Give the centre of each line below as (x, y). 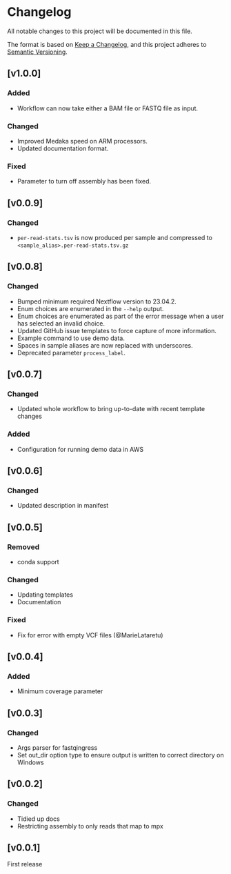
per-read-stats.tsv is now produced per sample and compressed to (114, 237)
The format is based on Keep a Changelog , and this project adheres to (107, 44)
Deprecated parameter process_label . (71, 352)
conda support (38, 562)
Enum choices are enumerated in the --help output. (90, 308)
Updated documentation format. (63, 148)
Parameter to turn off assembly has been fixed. (84, 181)
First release (25, 864)
